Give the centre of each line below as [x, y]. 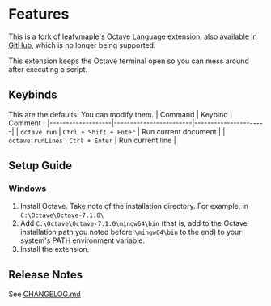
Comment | [27, 123]
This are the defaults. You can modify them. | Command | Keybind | [121, 114]
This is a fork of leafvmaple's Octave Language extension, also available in [133, 36]
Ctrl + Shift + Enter [99, 132]
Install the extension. [55, 249]
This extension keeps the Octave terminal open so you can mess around [129, 61]
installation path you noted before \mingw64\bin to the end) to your [131, 232]
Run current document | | [183, 131]
